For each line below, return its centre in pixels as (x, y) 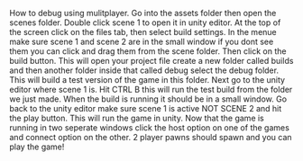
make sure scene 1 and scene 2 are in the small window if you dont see (142, 41)
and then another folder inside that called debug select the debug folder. (144, 70)
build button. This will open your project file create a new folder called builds (151, 61)
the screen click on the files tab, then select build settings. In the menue (143, 32)
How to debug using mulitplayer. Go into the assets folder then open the (143, 13)
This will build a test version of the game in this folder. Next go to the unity (147, 80)
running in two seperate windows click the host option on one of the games (150, 128)
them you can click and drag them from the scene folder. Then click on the (148, 51)
